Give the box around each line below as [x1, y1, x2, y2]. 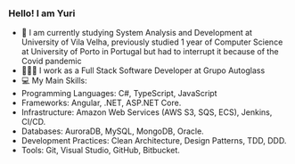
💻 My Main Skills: [20, 75, 87, 86]
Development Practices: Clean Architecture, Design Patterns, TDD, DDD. [20, 135, 287, 146]
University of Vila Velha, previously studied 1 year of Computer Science [20, 37, 283, 47]
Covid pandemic [20, 56, 82, 67]
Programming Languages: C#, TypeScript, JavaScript [20, 88, 217, 99]
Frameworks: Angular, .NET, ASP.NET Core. [20, 97, 182, 109]
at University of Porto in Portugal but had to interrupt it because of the [20, 46, 279, 57]
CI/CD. [20, 117, 46, 127]
